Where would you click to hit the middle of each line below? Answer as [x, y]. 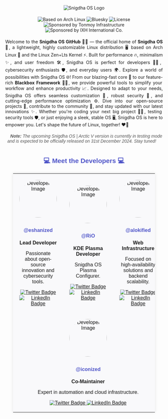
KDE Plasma [88, 248]
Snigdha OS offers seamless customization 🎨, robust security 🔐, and [84, 95]
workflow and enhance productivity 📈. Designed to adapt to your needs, [84, 88]
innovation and [38, 270]
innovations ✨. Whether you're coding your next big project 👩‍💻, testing [84, 112]
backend [138, 276]
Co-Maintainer [88, 382]
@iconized [88, 369]
